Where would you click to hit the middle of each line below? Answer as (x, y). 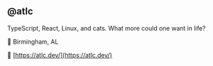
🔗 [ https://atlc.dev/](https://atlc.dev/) (60, 55)
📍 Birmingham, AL (33, 42)
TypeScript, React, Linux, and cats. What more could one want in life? (106, 28)
